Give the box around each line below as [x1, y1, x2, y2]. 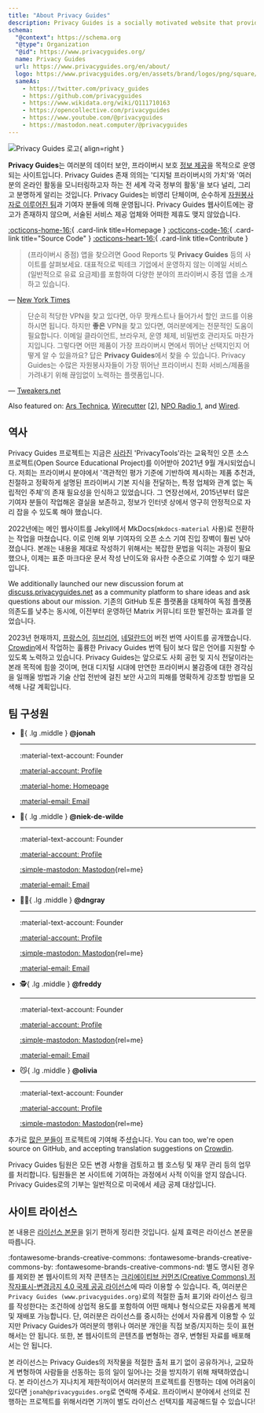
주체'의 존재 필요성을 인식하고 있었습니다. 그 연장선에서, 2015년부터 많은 [28, 487, 250, 497]
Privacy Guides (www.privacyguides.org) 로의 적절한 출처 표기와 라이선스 [8, 1292, 239, 1301]
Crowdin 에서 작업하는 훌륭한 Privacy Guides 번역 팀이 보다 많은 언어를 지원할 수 [8, 642, 255, 652]
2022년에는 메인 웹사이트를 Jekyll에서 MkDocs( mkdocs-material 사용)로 [8, 523, 233, 533]
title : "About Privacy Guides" [8, 11, 111, 20]
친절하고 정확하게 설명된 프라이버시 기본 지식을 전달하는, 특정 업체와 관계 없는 [8, 477, 245, 487]
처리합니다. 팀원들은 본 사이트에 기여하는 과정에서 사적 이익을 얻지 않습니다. [16, 1170, 247, 1180]
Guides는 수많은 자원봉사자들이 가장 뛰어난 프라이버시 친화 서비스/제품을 [27, 360, 251, 369]
